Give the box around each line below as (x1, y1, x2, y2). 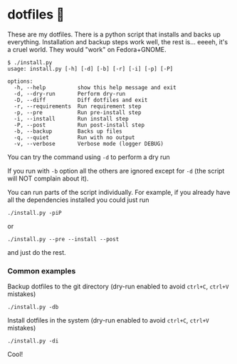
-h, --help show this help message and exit (14, 84, 177, 91)
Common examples (7, 266, 76, 275)
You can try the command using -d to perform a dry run (7, 153, 171, 161)
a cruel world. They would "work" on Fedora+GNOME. (7, 45, 167, 54)
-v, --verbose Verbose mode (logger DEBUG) (14, 140, 164, 147)
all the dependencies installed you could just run (7, 196, 149, 204)
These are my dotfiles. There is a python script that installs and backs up (7, 30, 221, 39)
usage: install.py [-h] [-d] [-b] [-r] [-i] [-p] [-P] (7, 65, 174, 72)
